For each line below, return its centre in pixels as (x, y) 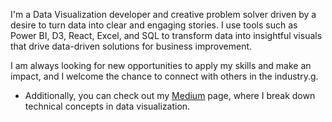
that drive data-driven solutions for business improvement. (131, 46)
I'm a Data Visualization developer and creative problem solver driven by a (163, 14)
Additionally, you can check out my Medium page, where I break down (170, 95)
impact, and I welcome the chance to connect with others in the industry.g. (164, 76)
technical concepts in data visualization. (107, 106)
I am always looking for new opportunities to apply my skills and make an (161, 65)
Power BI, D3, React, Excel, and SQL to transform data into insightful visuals (166, 35)
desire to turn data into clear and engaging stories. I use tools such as (154, 25)
